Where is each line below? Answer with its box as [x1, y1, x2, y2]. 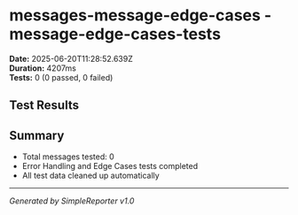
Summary [9, 127, 65, 142]
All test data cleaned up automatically [21, 170, 160, 181]
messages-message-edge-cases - [9, 5, 272, 26]
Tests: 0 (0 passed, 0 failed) [9, 72, 114, 82]
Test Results [9, 98, 80, 113]
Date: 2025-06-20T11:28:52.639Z [9, 53, 133, 64]
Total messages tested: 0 [21, 151, 115, 162]
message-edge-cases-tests [9, 24, 222, 44]
